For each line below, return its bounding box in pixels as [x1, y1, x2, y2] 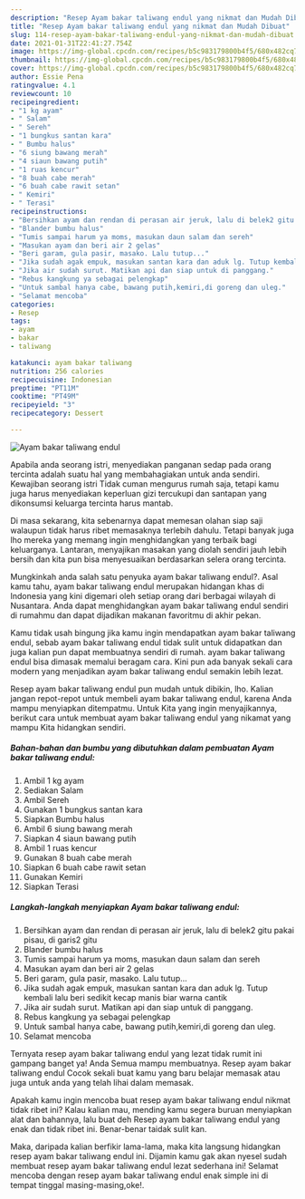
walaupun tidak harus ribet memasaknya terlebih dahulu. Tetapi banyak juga [10, 525, 295, 536]
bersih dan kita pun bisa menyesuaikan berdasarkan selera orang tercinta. [10, 554, 287, 565]
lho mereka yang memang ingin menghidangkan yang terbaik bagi [10, 534, 257, 545]
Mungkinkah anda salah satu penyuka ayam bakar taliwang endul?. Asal [10, 571, 279, 582]
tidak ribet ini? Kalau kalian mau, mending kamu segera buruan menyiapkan [10, 1104, 292, 1115]
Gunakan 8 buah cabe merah [23, 852, 132, 863]
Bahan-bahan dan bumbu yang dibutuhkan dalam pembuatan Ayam [10, 742, 275, 753]
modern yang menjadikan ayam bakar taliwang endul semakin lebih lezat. [10, 665, 284, 676]
